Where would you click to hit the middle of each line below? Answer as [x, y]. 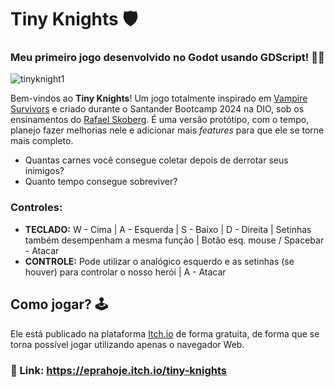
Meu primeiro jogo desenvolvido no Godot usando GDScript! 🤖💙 [167, 58]
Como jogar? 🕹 [59, 304]
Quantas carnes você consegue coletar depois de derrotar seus [156, 160]
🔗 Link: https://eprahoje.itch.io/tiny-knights [118, 370]
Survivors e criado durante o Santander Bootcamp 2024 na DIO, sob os [157, 109]
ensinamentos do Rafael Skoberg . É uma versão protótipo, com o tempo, [160, 120]
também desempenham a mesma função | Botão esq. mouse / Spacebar [174, 240]
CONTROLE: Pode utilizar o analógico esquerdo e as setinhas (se [159, 261]
